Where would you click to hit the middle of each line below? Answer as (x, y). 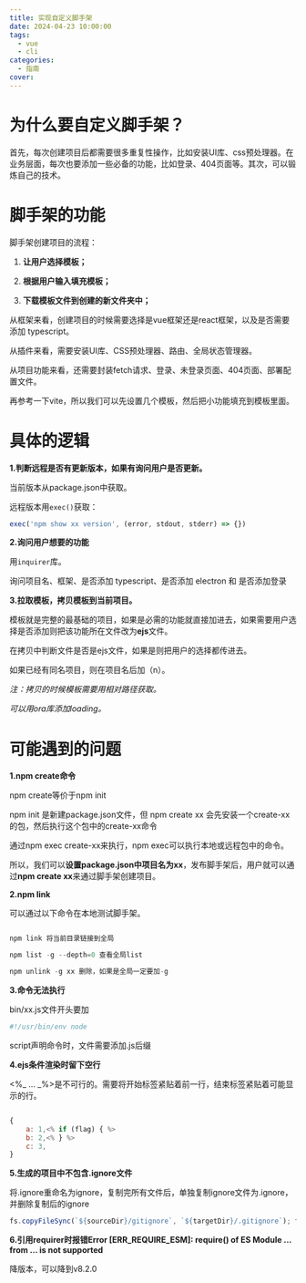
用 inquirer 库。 (38, 562)
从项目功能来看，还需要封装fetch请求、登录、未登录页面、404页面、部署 (147, 369)
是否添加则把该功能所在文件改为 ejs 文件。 (95, 631)
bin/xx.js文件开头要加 (49, 1009)
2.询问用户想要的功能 (49, 543)
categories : (32, 60)
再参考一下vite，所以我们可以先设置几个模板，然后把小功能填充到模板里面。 (152, 400)
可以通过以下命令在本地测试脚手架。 (77, 914)
